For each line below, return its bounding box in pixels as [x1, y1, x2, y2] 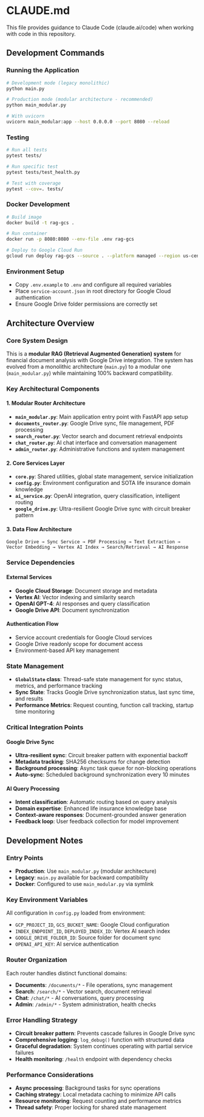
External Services [6, 574, 52, 580]
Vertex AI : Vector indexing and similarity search [15, 593, 135, 600]
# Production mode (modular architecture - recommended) [6, 97, 154, 103]
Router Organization [6, 955, 67, 964]
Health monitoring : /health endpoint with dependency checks [15, 1056, 172, 1063]
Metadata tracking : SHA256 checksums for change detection [15, 758, 171, 766]
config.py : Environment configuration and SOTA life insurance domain [15, 479, 191, 487]
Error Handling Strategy [6, 1016, 78, 1024]
